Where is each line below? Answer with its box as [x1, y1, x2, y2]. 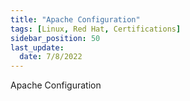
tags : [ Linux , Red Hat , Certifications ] [10, 24, 182, 34]
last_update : [10, 42, 65, 53]
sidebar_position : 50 [10, 33, 101, 43]
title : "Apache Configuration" [10, 14, 141, 25]
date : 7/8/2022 [19, 52, 83, 62]
